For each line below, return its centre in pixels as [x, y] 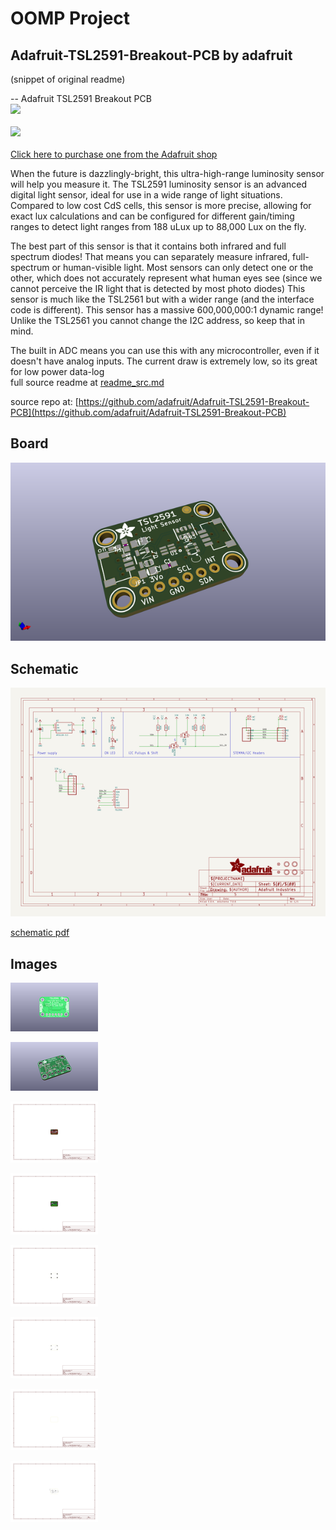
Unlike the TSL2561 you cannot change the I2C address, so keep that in [157, 320]
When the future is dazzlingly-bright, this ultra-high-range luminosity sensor [167, 173]
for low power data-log [57, 371]
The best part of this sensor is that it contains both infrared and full [148, 246]
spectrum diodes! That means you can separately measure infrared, [150, 256]
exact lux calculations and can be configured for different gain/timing [152, 216]
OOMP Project [70, 18]
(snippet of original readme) [68, 79]
